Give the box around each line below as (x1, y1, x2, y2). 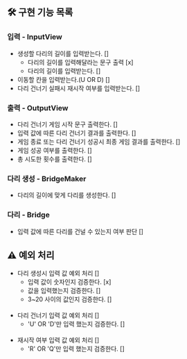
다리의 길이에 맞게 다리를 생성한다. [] (17, 191, 116, 199)
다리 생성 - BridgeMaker (7, 174, 87, 183)
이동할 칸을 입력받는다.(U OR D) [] (17, 75, 110, 83)
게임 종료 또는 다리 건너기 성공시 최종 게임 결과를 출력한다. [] (17, 137, 181, 146)
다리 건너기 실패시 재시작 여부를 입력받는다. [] (17, 84, 141, 92)
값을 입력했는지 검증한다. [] (27, 287, 101, 295)
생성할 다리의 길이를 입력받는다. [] (17, 49, 109, 58)
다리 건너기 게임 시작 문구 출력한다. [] (17, 120, 118, 128)
